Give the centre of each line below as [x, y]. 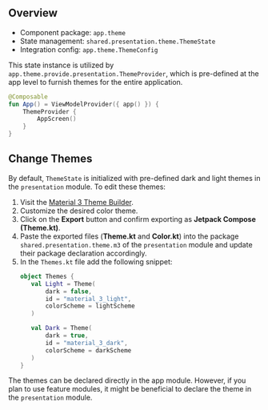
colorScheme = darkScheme [88, 350]
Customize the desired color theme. [79, 211]
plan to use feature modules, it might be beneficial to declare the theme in [130, 389]
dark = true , [67, 336]
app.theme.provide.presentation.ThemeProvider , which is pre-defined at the [134, 73]
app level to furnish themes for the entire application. [96, 82]
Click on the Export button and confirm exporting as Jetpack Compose [138, 219]
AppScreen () [57, 119]
